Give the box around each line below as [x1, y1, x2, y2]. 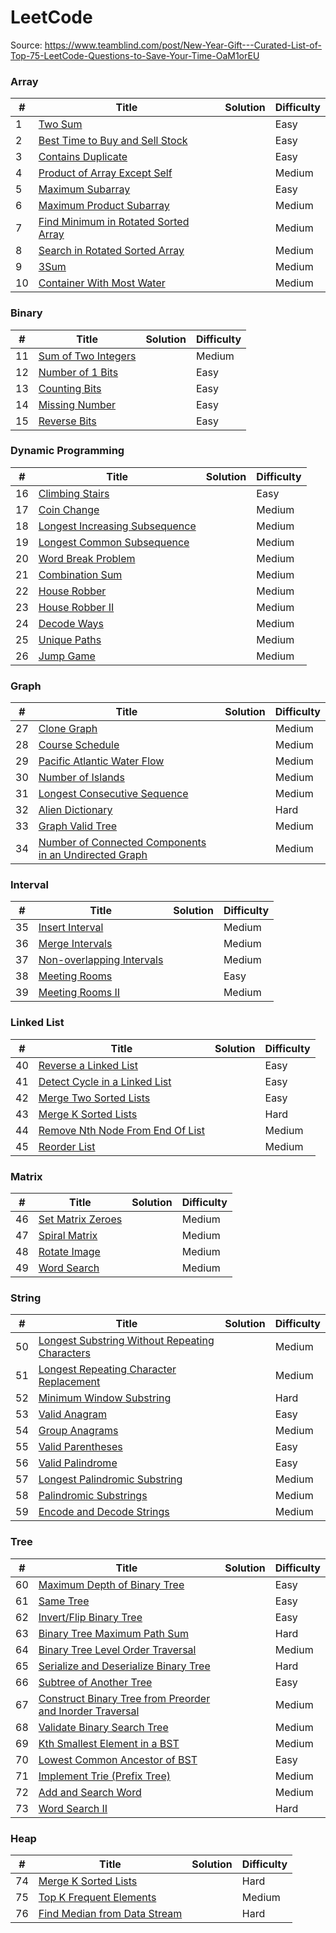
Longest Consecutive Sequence [38, 787, 189, 801]
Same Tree [38, 1594, 90, 1608]
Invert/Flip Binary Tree [38, 1610, 143, 1624]
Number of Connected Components [38, 836, 207, 850]
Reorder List [38, 1139, 96, 1153]
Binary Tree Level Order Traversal [38, 1642, 197, 1656]
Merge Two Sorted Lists [38, 1091, 151, 1105]
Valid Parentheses [38, 1440, 123, 1454]
